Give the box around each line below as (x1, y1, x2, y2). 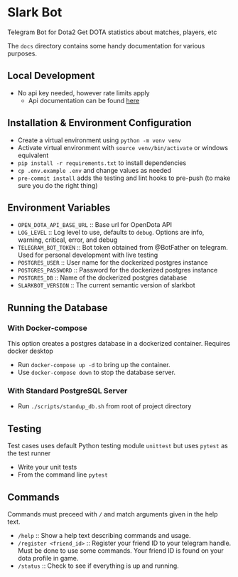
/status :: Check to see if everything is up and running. (17, 561, 179, 570)
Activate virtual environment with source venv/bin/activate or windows (17, 143, 229, 152)
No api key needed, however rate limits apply (17, 88, 151, 97)
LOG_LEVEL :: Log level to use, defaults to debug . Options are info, (17, 228, 205, 237)
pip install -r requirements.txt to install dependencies (17, 158, 187, 167)
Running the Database (7, 302, 108, 314)
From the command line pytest (17, 470, 108, 479)
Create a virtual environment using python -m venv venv (17, 136, 181, 144)
